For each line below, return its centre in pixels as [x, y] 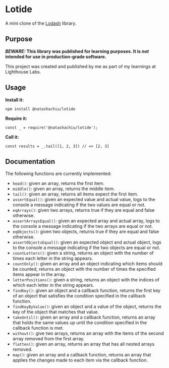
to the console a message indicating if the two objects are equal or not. [86, 248]
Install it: [15, 100]
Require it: [16, 118]
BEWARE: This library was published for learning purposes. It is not [77, 51]
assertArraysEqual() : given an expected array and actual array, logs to [86, 221]
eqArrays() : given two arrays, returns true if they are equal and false [83, 210]
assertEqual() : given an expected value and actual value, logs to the [84, 200]
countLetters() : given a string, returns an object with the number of [83, 253]
